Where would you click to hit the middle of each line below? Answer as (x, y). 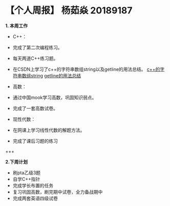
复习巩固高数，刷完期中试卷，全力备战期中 (58, 192)
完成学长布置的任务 (33, 186)
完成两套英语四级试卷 (35, 198)
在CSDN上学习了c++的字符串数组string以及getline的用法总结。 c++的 (86, 69)
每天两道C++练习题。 (35, 58)
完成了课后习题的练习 (35, 141)
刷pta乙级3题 (27, 173)
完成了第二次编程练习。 (37, 47)
